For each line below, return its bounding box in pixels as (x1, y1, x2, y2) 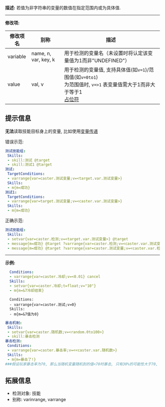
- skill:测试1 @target (7, 162, 53, 167)
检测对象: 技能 (12, 390, 41, 396)
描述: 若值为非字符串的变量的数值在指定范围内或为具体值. (5, 5, 121, 10)
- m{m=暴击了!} (7, 357, 36, 362)
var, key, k (31, 56, 55, 63)
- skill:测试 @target (7, 158, 50, 163)
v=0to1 (81, 75, 96, 80)
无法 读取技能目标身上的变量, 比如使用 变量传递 (5, 128, 98, 134)
